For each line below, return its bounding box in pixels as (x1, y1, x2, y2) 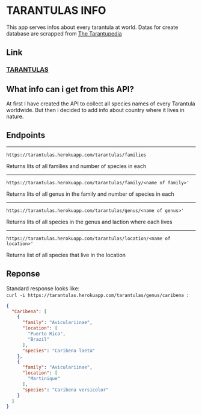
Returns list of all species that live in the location (6, 251, 126, 258)
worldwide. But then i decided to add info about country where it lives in (6, 107, 185, 114)
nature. (6, 113, 24, 120)
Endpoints (6, 130, 46, 140)
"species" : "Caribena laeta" (22, 348, 96, 354)
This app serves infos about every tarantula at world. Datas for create (6, 23, 179, 31)
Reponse (6, 269, 40, 279)
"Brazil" (28, 336, 50, 342)
